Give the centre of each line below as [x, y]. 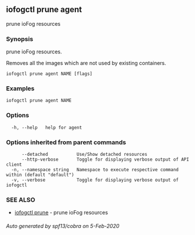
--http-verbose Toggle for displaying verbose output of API [105, 159]
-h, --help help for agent [47, 127]
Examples [20, 88]
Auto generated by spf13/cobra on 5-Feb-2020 [63, 226]
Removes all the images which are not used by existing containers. [86, 63]
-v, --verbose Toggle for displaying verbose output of [95, 180]
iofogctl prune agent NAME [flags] [49, 74]
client [14, 165]
